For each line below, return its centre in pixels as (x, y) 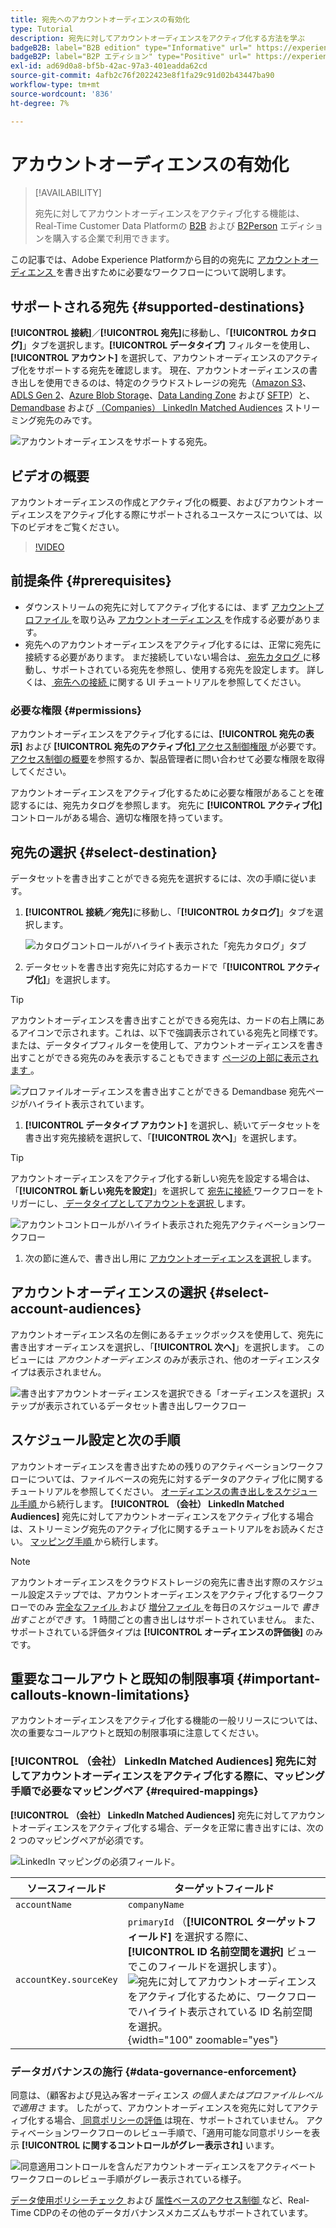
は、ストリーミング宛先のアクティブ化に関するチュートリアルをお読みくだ (163, 1528)
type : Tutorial (42, 29)
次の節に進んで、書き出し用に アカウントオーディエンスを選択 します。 (170, 1258)
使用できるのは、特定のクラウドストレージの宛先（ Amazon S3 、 (178, 383)
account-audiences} (76, 1309)
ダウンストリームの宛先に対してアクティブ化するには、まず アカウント (170, 607)
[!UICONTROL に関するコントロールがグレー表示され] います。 (150, 2145)
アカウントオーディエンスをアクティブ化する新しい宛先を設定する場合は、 (163, 1178)
